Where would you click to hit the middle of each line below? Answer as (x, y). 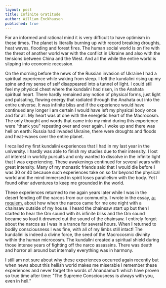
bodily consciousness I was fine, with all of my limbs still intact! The (74, 229)
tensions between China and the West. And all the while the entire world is (81, 59)
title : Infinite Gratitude (33, 14)
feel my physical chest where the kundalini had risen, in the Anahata (75, 89)
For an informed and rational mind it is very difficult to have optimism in (78, 38)
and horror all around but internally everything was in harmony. (69, 250)
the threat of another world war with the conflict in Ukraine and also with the (83, 53)
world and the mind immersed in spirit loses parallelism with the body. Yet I (81, 178)
